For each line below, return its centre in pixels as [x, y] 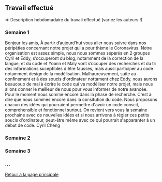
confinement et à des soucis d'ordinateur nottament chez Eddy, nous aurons [81, 79]
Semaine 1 [17, 32]
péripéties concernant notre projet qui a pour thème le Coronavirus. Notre [79, 48]
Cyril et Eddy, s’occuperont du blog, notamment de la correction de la [74, 58]
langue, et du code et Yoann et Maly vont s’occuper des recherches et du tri [81, 64]
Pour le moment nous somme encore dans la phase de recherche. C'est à [78, 95]
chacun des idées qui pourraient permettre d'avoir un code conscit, [72, 105]
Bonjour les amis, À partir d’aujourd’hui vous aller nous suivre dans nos [76, 43]
